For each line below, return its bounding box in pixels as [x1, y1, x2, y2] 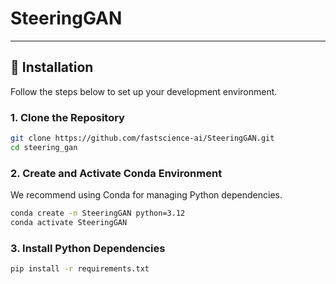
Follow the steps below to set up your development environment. [10, 85, 278, 97]
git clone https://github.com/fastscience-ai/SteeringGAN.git [10, 133, 275, 144]
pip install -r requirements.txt [10, 264, 150, 274]
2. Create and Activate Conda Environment [10, 166, 223, 180]
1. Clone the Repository [10, 110, 125, 124]
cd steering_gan [10, 142, 78, 152]
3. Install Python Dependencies [10, 241, 166, 255]
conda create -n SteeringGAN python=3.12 [10, 208, 186, 219]
